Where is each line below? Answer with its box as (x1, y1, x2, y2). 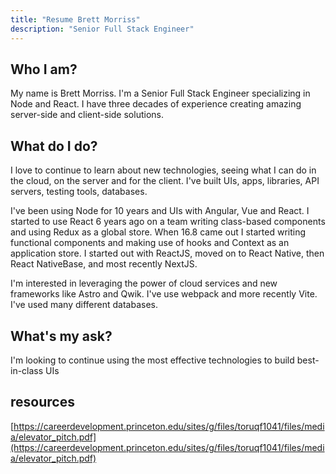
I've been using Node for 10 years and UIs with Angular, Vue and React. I (10, 205, 310, 217)
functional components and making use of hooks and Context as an (10, 237, 290, 249)
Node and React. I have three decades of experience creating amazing (10, 98, 302, 110)
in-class (10, 364, 44, 376)
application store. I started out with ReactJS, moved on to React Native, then (10, 247, 325, 260)
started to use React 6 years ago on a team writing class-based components (10, 216, 326, 228)
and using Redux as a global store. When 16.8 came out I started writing (10, 226, 307, 238)
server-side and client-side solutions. (10, 109, 164, 121)
